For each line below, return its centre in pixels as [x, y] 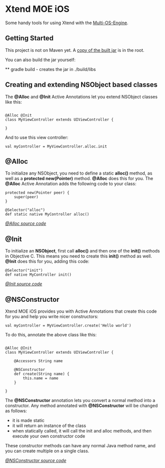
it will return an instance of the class [49, 426]
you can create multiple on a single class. [47, 451]
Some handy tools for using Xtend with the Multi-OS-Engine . [67, 23]
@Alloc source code [26, 223]
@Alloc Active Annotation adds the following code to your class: [71, 184]
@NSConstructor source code [36, 460]
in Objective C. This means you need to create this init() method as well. [79, 256]
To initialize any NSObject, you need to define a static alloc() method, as [79, 173]
